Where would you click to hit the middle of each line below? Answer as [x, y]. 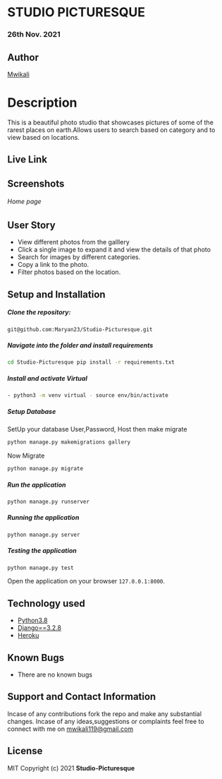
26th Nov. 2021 [34, 35]
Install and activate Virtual [48, 378]
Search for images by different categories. [79, 257]
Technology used [47, 603]
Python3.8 [32, 620]
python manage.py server [44, 535]
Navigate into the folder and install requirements [80, 345]
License [25, 751]
